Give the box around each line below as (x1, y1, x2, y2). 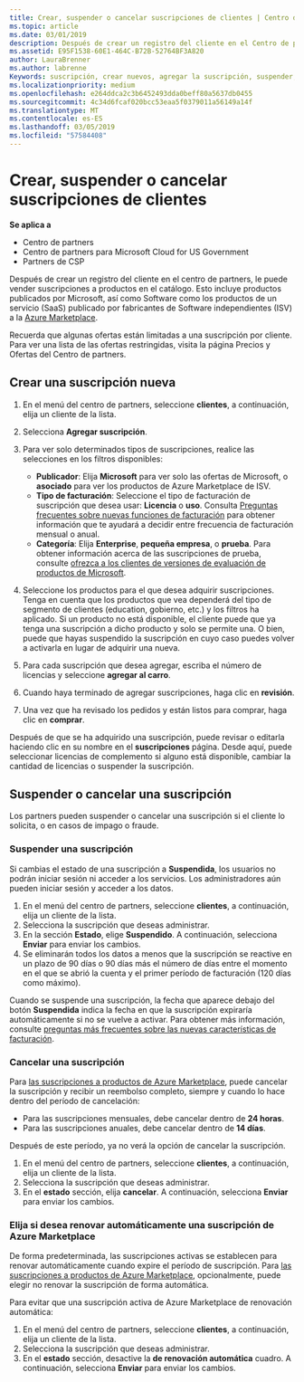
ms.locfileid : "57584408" (9, 131, 107, 140)
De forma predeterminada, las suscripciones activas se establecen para (9, 1251, 278, 1262)
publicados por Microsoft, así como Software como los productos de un (9, 292, 278, 303)
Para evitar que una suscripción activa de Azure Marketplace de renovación (9, 1297, 292, 1308)
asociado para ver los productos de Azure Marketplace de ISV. (35, 481, 271, 491)
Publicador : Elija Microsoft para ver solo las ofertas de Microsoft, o (35, 471, 289, 481)
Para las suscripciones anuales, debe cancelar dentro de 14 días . (22, 1123, 266, 1134)
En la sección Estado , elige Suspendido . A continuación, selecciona (22, 929, 278, 939)
